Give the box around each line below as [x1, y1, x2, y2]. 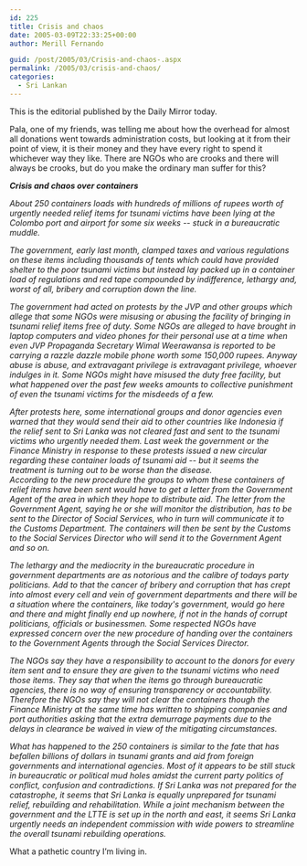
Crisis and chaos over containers [9, 180, 139, 191]
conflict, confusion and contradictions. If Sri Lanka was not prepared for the [9, 779, 297, 790]
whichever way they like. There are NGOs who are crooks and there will [9, 153, 279, 164]
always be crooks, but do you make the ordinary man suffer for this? [9, 162, 267, 174]
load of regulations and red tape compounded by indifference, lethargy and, [9, 273, 297, 284]
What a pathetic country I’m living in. [9, 846, 148, 857]
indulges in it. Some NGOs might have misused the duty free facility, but [9, 369, 281, 380]
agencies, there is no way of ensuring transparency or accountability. [9, 684, 272, 695]
